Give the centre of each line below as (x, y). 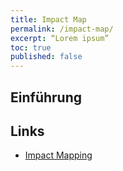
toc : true (31, 47)
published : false (46, 57)
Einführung (46, 97)
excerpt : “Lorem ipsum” (60, 38)
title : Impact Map (48, 19)
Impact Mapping (58, 155)
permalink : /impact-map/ (62, 29)
